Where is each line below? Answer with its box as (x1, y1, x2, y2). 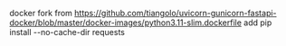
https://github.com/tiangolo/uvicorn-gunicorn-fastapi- (73, 8, 278, 18)
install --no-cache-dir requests (9, 27, 125, 37)
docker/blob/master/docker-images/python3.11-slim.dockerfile (9, 17, 243, 28)
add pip (243, 17, 272, 28)
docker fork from (9, 8, 72, 18)
